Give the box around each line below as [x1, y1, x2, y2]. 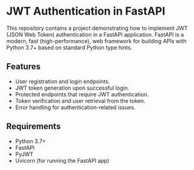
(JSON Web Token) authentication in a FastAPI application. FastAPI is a [6, 30, 184, 38]
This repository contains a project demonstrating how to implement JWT [6, 24, 189, 32]
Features [6, 62, 41, 72]
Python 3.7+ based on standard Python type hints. [6, 44, 133, 51]
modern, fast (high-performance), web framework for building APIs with [6, 37, 187, 44]
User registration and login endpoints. [15, 77, 110, 85]
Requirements [6, 121, 61, 132]
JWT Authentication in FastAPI [6, 4, 165, 18]
